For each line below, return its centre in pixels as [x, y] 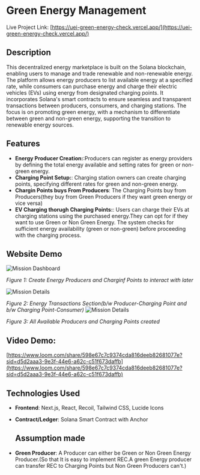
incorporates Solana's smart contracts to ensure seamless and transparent [99, 99]
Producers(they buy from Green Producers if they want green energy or [104, 197]
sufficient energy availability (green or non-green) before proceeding [100, 228]
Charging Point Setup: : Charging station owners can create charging [100, 177]
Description [29, 53]
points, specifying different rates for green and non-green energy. [96, 184]
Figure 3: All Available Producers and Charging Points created [83, 322]
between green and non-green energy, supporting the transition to [89, 118]
